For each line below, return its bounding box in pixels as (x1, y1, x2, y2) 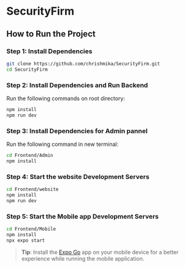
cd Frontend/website (6, 186, 59, 193)
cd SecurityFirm (6, 66, 48, 73)
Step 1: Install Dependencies (6, 47, 93, 56)
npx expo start (6, 237, 45, 244)
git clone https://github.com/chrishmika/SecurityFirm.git (6, 60, 160, 67)
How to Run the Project (6, 29, 96, 39)
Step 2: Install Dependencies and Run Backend (6, 81, 148, 89)
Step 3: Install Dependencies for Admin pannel (6, 126, 148, 135)
